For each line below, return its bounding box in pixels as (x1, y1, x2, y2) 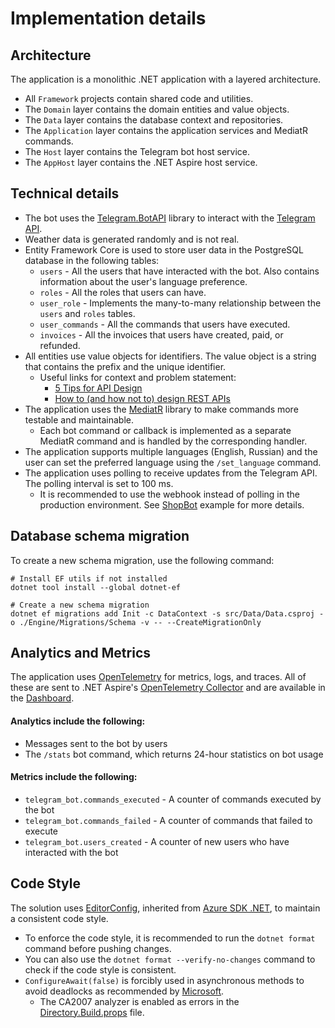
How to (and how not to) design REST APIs (54, 392, 231, 404)
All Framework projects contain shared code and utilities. (24, 93, 254, 104)
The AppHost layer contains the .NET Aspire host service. (24, 157, 258, 168)
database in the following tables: (24, 254, 160, 266)
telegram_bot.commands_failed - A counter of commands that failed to (24, 814, 313, 826)
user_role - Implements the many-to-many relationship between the (39, 297, 322, 309)
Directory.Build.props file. (39, 1006, 145, 1018)
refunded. (39, 339, 81, 351)
